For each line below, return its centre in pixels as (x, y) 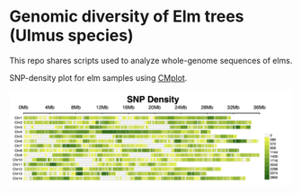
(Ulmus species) (71, 35)
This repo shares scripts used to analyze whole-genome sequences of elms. (151, 60)
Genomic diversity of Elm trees (127, 17)
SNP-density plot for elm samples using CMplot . (98, 77)
